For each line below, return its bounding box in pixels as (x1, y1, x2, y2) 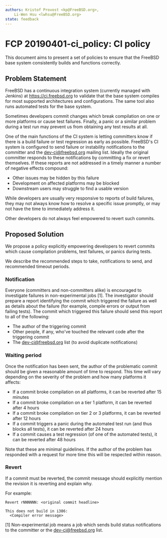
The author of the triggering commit (12, 323, 86, 329)
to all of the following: (5, 314, 50, 320)
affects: (5, 379, 21, 385)
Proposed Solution (5, 230, 64, 239)
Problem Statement (5, 74, 67, 83)
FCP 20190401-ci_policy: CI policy (5, 38, 151, 49)
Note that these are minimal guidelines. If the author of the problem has (5, 446, 152, 452)
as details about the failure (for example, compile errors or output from (5, 303, 151, 309)
